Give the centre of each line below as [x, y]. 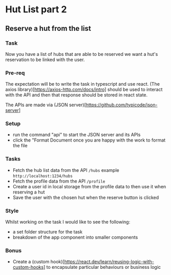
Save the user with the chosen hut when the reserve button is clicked [86, 197]
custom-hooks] [29, 267]
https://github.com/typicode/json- [122, 105]
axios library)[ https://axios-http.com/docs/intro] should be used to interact [84, 90]
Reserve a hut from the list [48, 28]
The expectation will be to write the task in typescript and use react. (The [83, 84]
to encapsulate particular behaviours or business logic [104, 267]
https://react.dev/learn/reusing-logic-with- [109, 262]
